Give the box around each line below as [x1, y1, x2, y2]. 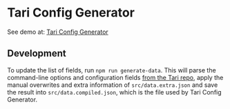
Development [7, 48, 67, 59]
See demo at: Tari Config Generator [7, 28, 108, 36]
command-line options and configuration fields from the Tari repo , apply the [7, 73, 224, 81]
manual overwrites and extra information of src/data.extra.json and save [7, 81, 218, 89]
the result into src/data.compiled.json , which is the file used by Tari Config [7, 88, 222, 96]
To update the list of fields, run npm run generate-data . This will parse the [7, 66, 216, 74]
